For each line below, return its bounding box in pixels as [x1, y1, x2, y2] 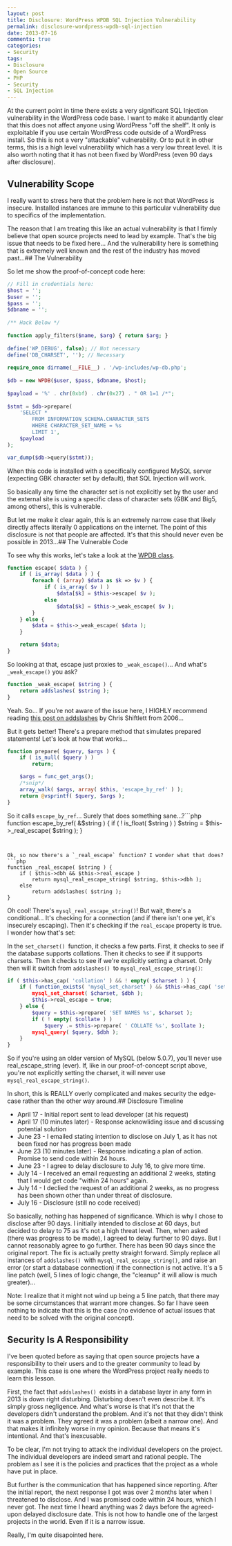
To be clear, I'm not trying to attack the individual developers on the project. [7, 1445, 223, 1453]
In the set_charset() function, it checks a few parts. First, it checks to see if [7, 942, 224, 950]
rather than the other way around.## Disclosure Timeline [22, 1097, 184, 1105]
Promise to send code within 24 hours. [17, 1154, 128, 1163]
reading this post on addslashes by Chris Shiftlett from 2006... [7, 714, 184, 722]
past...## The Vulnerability [7, 253, 83, 262]
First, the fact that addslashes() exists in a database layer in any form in [7, 1387, 212, 1396]
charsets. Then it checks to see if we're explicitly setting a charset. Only [7, 956, 212, 964]
